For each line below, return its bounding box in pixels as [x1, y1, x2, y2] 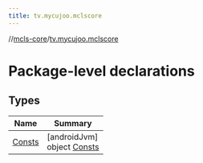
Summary [54, 117, 92, 128]
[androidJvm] [47, 131, 99, 142]
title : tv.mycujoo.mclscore [8, 11, 103, 20]
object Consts [47, 141, 99, 153]
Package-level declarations [8, 62, 195, 80]
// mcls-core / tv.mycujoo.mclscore [8, 34, 119, 43]
